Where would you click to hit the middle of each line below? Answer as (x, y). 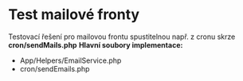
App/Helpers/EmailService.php (71, 60)
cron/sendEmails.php (55, 68)
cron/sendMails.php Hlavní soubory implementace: (96, 44)
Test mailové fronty (74, 15)
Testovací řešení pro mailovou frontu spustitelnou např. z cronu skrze (122, 37)
